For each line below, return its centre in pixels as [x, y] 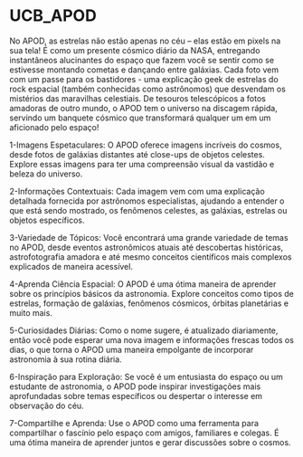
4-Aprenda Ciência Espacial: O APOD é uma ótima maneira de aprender [143, 284]
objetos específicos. [47, 220]
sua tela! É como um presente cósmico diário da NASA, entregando [135, 50]
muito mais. [31, 312]
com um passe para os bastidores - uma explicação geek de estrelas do [144, 79]
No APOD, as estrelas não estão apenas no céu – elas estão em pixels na [145, 41]
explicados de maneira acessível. [71, 266]
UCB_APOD [53, 16]
